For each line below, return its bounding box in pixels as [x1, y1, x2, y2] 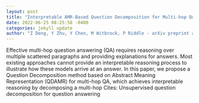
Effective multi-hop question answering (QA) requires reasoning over [6, 46, 175, 54]
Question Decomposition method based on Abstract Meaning [6, 72, 156, 79]
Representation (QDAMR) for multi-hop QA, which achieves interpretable [6, 78, 184, 85]
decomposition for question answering [6, 91, 101, 98]
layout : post [6, 8, 38, 15]
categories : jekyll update [6, 25, 73, 31]
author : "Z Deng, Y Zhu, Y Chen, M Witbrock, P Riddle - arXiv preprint [6, 31, 190, 36]
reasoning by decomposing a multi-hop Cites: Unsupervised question [6, 84, 176, 91]
